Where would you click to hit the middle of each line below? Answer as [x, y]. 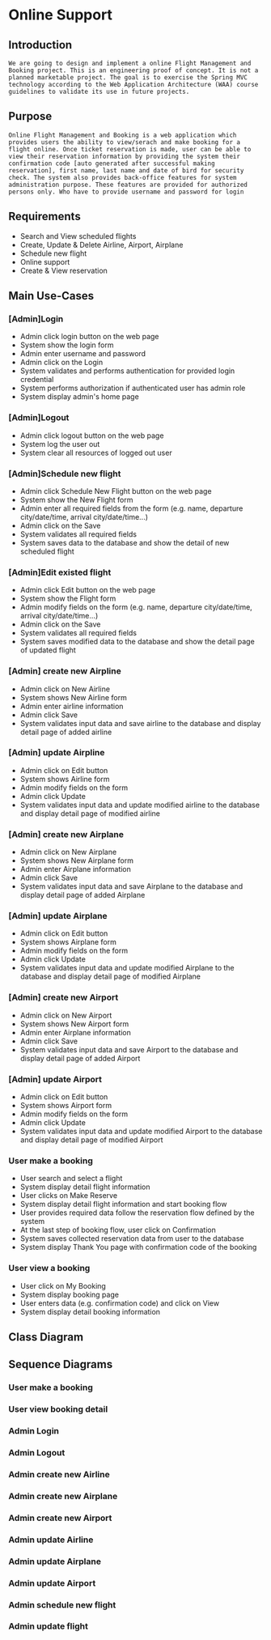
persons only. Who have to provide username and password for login [126, 192]
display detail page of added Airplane [83, 895]
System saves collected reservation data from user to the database [132, 1238]
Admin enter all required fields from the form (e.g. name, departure [131, 508]
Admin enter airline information [72, 706]
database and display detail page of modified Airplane [110, 976]
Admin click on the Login [61, 363]
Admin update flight [49, 1626]
